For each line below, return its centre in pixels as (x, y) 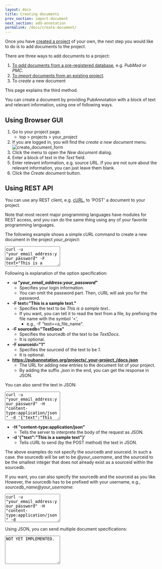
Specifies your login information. (52, 288)
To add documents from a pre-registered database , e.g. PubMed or (79, 66)
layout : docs (18, 9)
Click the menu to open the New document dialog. (62, 152)
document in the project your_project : (43, 239)
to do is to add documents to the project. (45, 47)
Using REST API (29, 188)
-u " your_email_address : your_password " (55, 283)
